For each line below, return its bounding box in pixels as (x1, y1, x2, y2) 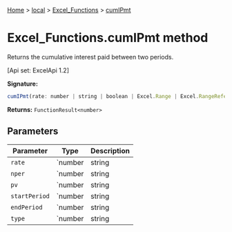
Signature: (7, 79, 38, 88)
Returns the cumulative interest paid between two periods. (7, 52, 174, 61)
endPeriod (10, 203, 43, 211)
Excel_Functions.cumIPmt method (7, 30, 209, 46)
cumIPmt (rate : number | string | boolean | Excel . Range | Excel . (7, 93, 199, 99)
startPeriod (10, 192, 50, 200)
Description (90, 146, 130, 155)
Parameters (7, 126, 59, 137)
